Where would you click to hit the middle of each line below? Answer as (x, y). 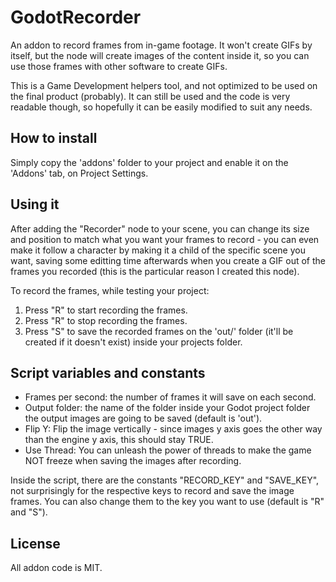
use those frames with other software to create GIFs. (119, 66)
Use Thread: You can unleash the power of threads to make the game (168, 450)
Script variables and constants (108, 372)
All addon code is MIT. (56, 568)
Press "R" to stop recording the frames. (106, 320)
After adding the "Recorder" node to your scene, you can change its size (160, 228)
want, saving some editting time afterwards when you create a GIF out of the (168, 260)
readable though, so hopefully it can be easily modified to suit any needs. (161, 107)
